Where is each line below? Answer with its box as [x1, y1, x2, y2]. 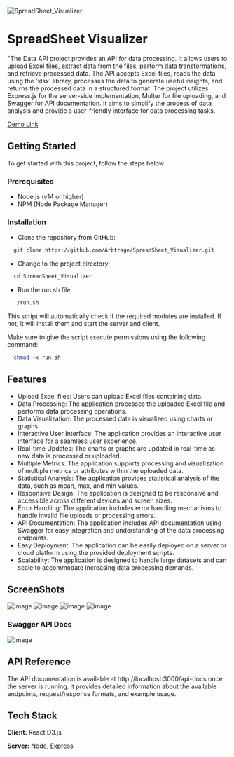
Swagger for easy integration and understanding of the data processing [17, 526, 225, 534]
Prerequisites [7, 176, 54, 186]
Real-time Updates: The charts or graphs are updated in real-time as [17, 444, 216, 452]
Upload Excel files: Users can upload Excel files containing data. [17, 392, 203, 400]
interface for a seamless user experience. [17, 437, 138, 445]
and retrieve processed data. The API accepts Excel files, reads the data [7, 69, 216, 77]
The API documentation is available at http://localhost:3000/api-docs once [7, 674, 223, 683]
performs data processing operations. [17, 407, 128, 415]
